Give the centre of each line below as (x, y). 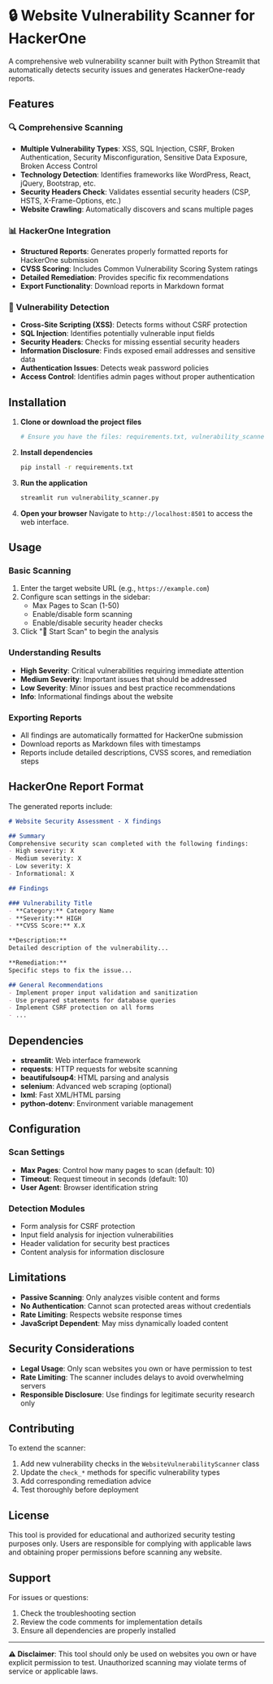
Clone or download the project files (81, 422)
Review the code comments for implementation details (111, 1621)
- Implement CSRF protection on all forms (81, 1008)
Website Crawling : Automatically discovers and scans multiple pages (136, 209)
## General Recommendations (56, 985)
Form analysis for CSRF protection (78, 1226)
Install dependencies (56, 452)
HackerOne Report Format (76, 787)
